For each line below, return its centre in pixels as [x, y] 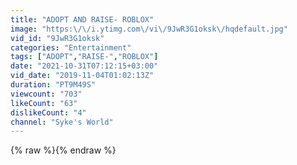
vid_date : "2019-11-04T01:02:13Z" [82, 76]
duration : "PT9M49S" [53, 85]
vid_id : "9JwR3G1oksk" [57, 38]
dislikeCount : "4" [48, 112]
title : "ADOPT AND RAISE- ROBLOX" [82, 19]
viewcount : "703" [46, 94]
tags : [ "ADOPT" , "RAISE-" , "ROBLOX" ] [84, 57]
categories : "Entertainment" [71, 47]
